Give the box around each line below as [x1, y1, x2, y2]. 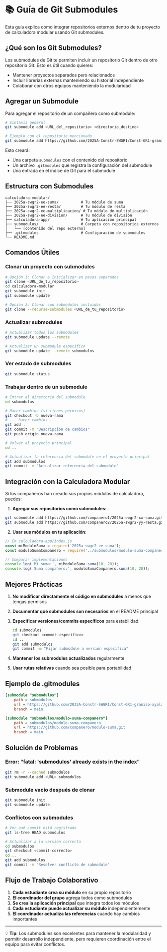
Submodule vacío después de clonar [5, 786, 95, 793]
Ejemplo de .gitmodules [5, 679, 80, 688]
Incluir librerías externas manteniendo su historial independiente [12, 77, 144, 83]
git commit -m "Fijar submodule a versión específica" [12, 646, 129, 651]
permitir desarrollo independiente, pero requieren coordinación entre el [5, 936, 151, 942]
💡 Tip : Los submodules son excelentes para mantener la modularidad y [5, 930, 151, 936]
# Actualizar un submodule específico [5, 343, 85, 349]
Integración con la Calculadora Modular [5, 477, 130, 486]
